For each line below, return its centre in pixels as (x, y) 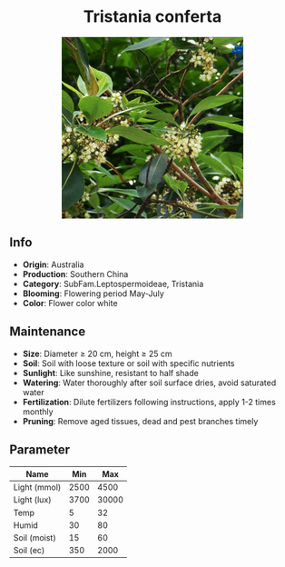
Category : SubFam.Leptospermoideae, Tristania (113, 283)
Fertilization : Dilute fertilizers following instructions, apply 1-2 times (149, 402)
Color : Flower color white (70, 303)
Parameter (40, 449)
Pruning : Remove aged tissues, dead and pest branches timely (140, 421)
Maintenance (48, 332)
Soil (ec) (29, 551)
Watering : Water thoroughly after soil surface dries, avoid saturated (149, 383)
